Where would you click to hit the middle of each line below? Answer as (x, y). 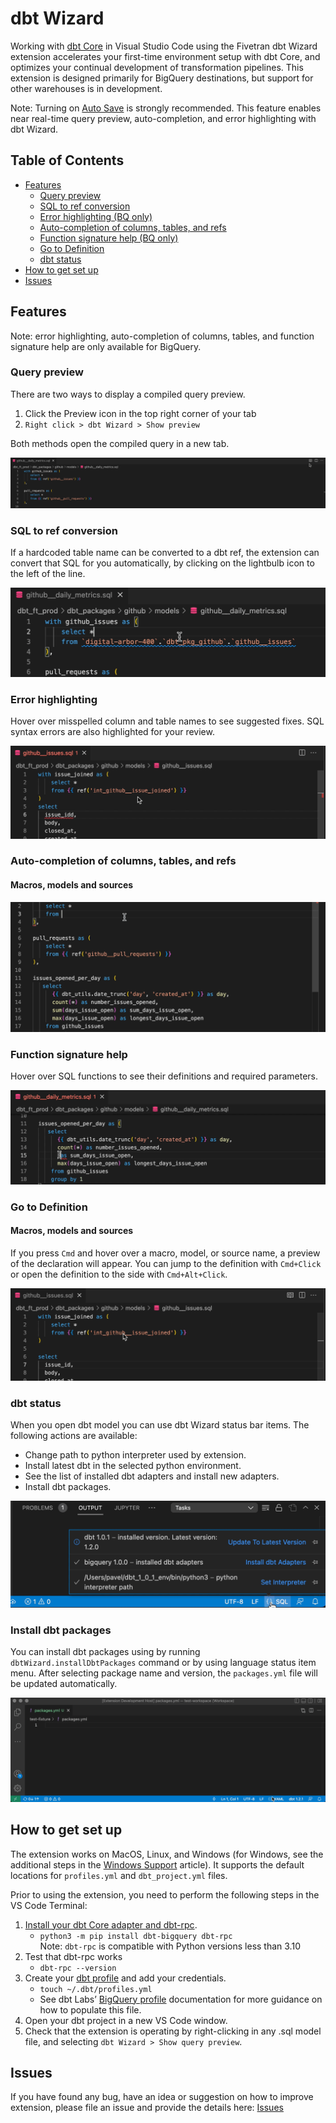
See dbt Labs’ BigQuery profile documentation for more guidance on (181, 1999)
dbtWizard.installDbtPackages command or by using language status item (163, 1662)
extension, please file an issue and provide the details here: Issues (147, 2108)
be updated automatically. (64, 1683)
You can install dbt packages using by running (105, 1651)
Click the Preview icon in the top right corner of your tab (140, 413)
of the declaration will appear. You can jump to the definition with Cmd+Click (166, 1263)
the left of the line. (48, 573)
